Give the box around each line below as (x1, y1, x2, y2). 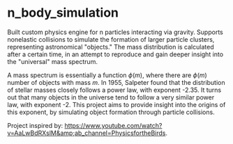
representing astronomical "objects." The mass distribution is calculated (7, 42, 214, 51)
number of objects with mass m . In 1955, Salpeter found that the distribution (7, 78, 225, 86)
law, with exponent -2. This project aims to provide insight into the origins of (7, 100, 226, 109)
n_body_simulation (7, 5, 119, 21)
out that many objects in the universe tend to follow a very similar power (7, 93, 215, 102)
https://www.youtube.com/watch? (64, 121, 163, 129)
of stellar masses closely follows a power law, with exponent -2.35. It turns (7, 86, 222, 94)
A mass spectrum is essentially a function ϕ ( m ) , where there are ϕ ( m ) (7, 71, 207, 79)
